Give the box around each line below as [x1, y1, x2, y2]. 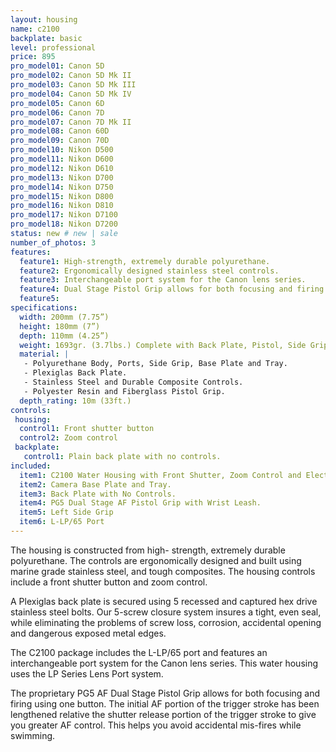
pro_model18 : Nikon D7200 [10, 219, 118, 230]
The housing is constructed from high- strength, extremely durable [10, 544, 286, 556]
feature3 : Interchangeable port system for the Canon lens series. [19, 275, 307, 285]
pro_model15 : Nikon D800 [10, 191, 114, 201]
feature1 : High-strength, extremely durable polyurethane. [19, 256, 271, 266]
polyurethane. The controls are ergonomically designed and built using [10, 554, 302, 566]
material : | [19, 349, 70, 360]
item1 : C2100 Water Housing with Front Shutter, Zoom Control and [19, 470, 302, 480]
